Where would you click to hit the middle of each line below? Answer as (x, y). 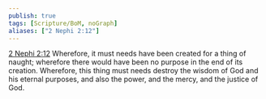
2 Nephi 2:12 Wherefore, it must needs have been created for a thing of (127, 54)
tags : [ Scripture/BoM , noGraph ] (63, 23)
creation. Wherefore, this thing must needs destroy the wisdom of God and (133, 71)
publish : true (32, 16)
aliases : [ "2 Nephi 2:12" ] (54, 31)
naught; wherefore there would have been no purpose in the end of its (126, 62)
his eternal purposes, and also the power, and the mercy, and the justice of (133, 79)
